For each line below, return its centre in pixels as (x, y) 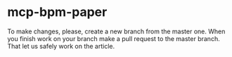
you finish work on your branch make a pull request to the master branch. (114, 38)
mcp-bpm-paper (57, 12)
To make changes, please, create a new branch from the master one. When (116, 31)
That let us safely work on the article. (61, 46)
